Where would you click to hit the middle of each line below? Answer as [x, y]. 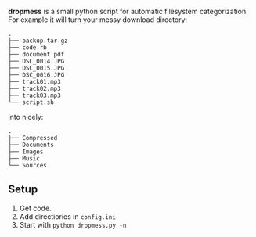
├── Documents [31, 145]
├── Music [24, 159]
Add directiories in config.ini [67, 216]
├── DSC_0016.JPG [36, 75]
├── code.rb [27, 48]
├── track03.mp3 [34, 95]
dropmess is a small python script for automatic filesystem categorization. [128, 11]
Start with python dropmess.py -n [73, 224]
